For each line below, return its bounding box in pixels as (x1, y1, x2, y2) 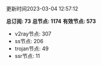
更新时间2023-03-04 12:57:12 (6, 5, 78, 12)
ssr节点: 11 (14, 53, 40, 59)
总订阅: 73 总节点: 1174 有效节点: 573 (6, 18, 96, 25)
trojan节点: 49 (14, 45, 49, 52)
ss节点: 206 (14, 38, 44, 44)
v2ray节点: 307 (14, 30, 52, 37)
